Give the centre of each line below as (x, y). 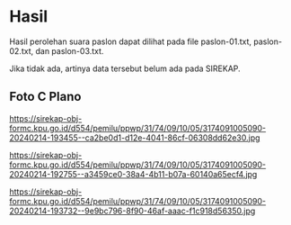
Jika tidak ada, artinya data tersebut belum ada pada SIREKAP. (125, 68)
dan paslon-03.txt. (70, 50)
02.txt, (22, 50)
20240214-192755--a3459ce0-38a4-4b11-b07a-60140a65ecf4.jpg (133, 174)
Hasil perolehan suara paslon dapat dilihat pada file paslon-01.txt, (131, 41)
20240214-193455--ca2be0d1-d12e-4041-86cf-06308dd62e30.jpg (135, 138)
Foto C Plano (45, 97)
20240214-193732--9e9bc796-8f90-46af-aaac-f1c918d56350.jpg (132, 211)
